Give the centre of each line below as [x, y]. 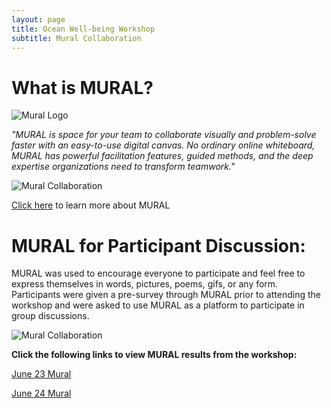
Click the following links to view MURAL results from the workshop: [154, 355]
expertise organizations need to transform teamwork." [123, 167]
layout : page [38, 19]
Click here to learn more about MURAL [91, 205]
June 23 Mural [41, 374]
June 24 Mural [41, 393]
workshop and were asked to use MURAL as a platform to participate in [158, 305]
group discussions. [50, 316]
